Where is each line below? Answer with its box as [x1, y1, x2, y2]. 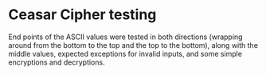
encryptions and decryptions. [8, 57, 105, 67]
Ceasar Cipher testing [8, 6, 157, 24]
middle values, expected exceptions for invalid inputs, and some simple [8, 49, 243, 58]
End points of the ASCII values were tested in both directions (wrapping [8, 32, 243, 41]
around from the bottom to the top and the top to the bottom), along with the [8, 40, 259, 49]
